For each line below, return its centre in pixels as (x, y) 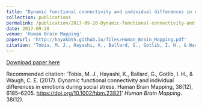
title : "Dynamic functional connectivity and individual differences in (99, 12)
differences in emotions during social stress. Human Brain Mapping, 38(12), (100, 86)
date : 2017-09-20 (28, 28)
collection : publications (38, 17)
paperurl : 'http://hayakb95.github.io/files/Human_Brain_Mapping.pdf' (96, 40)
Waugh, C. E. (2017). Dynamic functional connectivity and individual (90, 80)
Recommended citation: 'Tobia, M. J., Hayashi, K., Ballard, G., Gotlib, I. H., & (100, 74)
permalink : (20, 23)
